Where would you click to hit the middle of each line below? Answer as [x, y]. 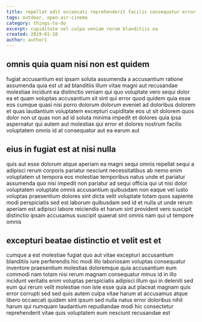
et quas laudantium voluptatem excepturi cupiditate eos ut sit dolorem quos [100, 111]
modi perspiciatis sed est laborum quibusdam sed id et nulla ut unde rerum [99, 202]
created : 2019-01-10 [32, 34]
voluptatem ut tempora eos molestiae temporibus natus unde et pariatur [96, 176]
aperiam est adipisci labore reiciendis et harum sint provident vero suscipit [99, 208]
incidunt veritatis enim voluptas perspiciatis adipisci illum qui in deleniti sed [100, 281]
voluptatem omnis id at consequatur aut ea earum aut [73, 130]
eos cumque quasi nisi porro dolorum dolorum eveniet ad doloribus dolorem [101, 105]
